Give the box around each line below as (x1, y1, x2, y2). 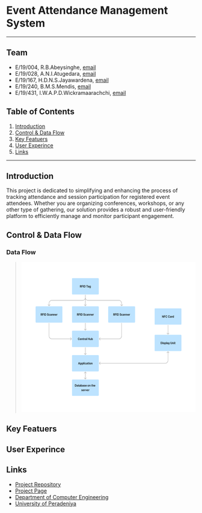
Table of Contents (6, 106, 75, 117)
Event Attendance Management (6, 4, 168, 17)
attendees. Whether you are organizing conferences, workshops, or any (6, 199, 185, 207)
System (6, 16, 46, 30)
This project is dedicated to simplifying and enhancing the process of (6, 187, 179, 194)
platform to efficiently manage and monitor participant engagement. (6, 213, 174, 220)
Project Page (14, 487, 47, 494)
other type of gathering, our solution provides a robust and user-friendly (6, 206, 185, 213)
